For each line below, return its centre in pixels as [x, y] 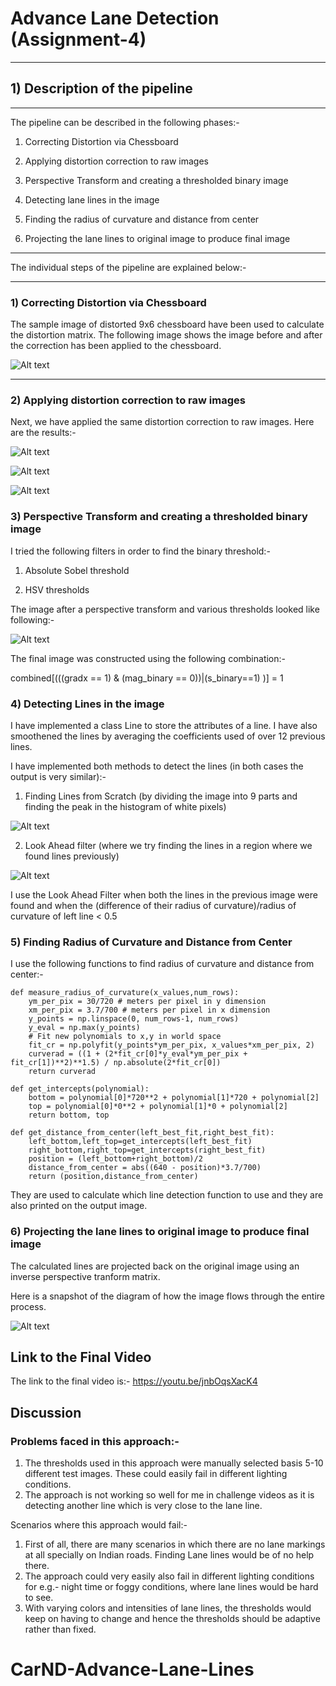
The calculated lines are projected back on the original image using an [155, 1266]
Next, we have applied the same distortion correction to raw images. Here [162, 422]
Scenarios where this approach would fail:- [99, 1525]
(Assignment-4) [78, 39]
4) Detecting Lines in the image [87, 704]
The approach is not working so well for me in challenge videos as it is [169, 1495]
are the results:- [43, 433]
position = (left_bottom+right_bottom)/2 [115, 1159]
